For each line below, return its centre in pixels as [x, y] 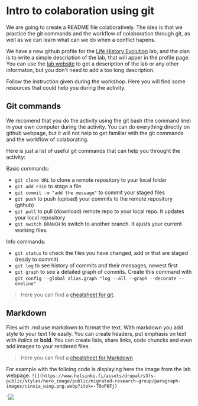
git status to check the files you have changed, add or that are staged [101, 253]
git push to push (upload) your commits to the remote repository [94, 198]
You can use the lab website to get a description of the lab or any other [92, 64]
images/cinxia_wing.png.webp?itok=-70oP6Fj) [62, 386]
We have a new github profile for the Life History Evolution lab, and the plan [98, 51]
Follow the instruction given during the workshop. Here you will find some [96, 81]
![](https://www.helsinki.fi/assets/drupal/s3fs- [94, 376]
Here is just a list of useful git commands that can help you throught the [93, 150]
